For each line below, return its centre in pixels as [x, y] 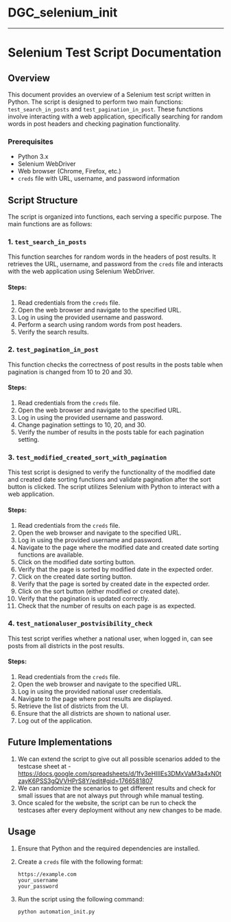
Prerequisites [31, 141]
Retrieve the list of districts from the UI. [73, 706]
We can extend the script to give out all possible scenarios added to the [119, 759]
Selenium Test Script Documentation [115, 53]
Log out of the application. [55, 721]
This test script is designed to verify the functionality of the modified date [111, 472]
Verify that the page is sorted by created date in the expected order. [114, 583]
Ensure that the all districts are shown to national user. [94, 714]
